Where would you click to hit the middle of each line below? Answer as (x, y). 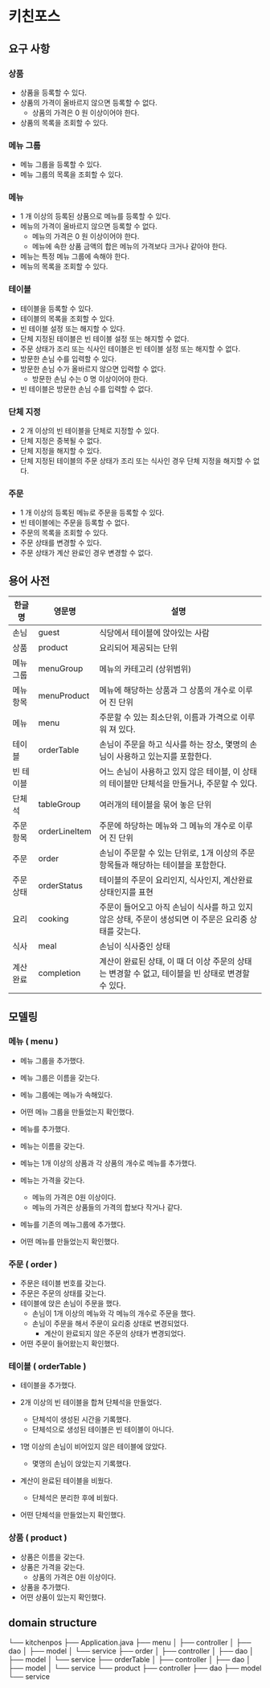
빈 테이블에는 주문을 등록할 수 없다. (75, 522)
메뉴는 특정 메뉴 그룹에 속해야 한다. (75, 256)
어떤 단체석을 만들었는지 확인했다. (73, 1515)
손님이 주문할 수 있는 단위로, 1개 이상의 (169, 853)
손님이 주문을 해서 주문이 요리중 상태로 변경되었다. (110, 1324)
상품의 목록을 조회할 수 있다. (64, 122)
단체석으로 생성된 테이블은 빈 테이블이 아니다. (103, 1430)
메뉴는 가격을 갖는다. (52, 1180)
